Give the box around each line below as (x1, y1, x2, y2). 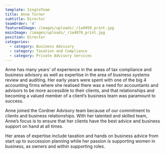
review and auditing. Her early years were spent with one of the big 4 (5, 77, 147, 83)
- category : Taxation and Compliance (9, 48, 88, 53)
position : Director (5, 35, 46, 40)
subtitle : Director (5, 16, 46, 21)
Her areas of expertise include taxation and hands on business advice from (5, 133, 159, 139)
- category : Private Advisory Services (9, 53, 92, 58)
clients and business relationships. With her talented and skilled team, (5, 113, 148, 119)
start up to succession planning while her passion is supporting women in (5, 138, 156, 144)
